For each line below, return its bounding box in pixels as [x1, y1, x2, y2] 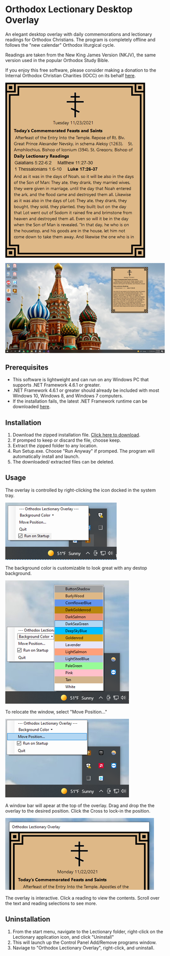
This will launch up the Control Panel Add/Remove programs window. [12, 939, 157, 945]
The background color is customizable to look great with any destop [5, 565, 148, 571]
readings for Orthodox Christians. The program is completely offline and [5, 37, 156, 43]
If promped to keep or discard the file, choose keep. [12, 437, 121, 443]
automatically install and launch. [12, 453, 80, 459]
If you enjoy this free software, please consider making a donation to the [5, 67, 156, 73]
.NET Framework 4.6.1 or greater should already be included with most [12, 387, 159, 393]
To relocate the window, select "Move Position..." [5, 708, 107, 715]
